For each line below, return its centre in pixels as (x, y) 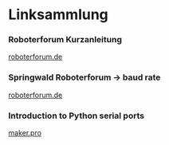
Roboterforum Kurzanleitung (65, 40)
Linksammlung (59, 15)
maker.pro (25, 133)
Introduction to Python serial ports (77, 116)
